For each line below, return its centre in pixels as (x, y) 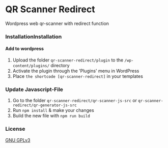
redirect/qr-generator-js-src (45, 105)
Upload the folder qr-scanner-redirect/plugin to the (68, 60)
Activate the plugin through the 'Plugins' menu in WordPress (76, 71)
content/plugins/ (31, 66)
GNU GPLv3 (18, 140)
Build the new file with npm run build (51, 116)
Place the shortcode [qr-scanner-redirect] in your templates (78, 76)
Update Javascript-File (34, 89)
